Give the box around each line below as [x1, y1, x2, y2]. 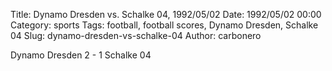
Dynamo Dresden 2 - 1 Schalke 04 [10, 49, 152, 61]
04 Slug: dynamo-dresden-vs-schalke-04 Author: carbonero [10, 30, 262, 41]
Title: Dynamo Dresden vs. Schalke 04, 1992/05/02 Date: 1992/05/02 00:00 [10, 9, 322, 20]
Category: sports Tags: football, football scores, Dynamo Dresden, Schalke [10, 19, 319, 31]
